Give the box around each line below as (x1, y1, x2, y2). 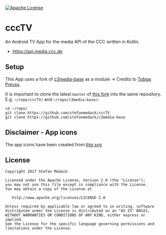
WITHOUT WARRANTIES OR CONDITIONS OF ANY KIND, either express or (5, 213, 146, 218)
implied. (5, 217, 23, 222)
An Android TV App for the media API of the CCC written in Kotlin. (5, 38, 140, 44)
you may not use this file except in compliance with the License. (5, 182, 148, 187)
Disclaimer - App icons (5, 128, 78, 137)
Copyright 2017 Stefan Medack (5, 169, 68, 174)
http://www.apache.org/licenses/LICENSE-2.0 (11, 195, 106, 201)
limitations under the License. (5, 226, 72, 231)
